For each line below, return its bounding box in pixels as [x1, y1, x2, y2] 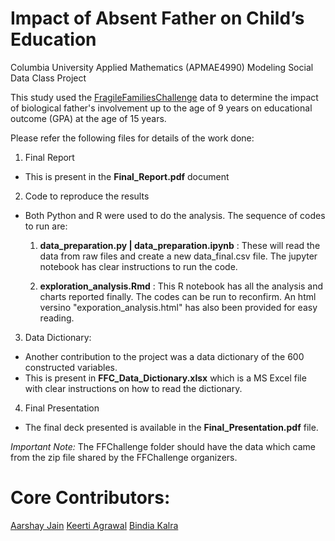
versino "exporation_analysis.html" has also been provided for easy [39, 301, 318, 313]
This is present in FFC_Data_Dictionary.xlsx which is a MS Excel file [24, 372, 307, 384]
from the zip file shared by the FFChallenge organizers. [10, 451, 238, 463]
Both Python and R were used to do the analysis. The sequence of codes [24, 209, 326, 221]
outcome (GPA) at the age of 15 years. [10, 112, 167, 124]
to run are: [24, 220, 68, 232]
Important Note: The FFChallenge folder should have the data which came [10, 440, 316, 452]
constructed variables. [24, 361, 118, 373]
